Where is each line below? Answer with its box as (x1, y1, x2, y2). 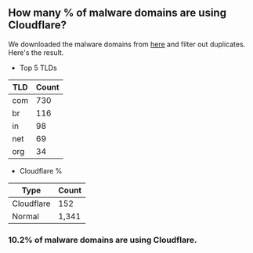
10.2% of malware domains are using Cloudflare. (8, 234, 197, 245)
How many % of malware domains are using (8, 6, 227, 20)
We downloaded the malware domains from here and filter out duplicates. (8, 39, 246, 49)
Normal (12, 211, 39, 222)
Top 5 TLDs (19, 63, 57, 72)
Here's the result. (8, 47, 64, 57)
